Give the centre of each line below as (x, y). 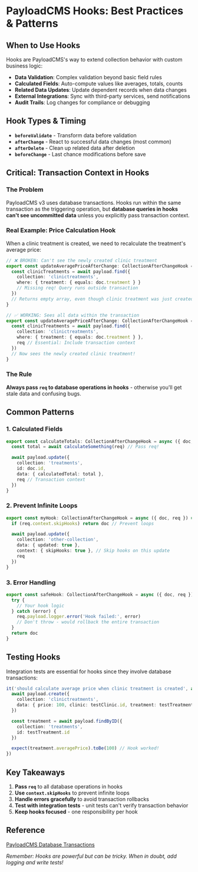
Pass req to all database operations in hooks (68, 786)
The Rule (19, 374)
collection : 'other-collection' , (58, 540)
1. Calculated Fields (34, 429)
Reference (26, 830)
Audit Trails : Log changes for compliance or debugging (82, 102)
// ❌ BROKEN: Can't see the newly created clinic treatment (82, 260)
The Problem (25, 189)
